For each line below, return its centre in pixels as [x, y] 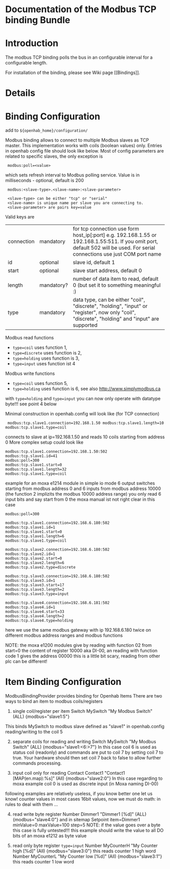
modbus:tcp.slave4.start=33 [35, 612]
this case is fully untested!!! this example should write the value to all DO [88, 830]
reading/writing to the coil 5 [34, 732]
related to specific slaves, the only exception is [54, 156]
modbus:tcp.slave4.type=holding [39, 621]
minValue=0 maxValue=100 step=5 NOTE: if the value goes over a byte [87, 825]
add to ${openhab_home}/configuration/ [47, 130]
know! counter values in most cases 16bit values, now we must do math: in [83, 799]
